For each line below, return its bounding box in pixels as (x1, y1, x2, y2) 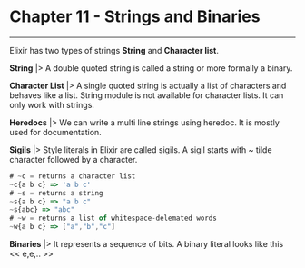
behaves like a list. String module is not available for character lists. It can (9, 89, 284, 101)
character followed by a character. (9, 154, 138, 164)
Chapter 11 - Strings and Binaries (9, 6, 261, 27)
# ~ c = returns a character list (9, 171, 136, 181)
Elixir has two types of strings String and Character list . (9, 45, 220, 55)
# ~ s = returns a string (9, 188, 103, 197)
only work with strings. (9, 99, 95, 110)
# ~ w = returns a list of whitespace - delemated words (9, 213, 218, 223)
